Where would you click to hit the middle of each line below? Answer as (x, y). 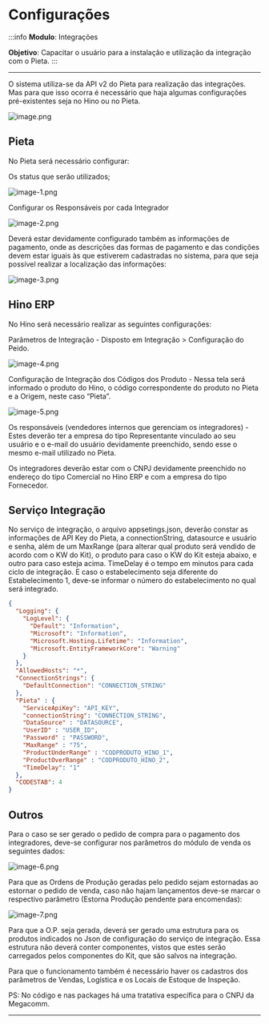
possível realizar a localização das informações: (87, 264)
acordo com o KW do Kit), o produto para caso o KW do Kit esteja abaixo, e (133, 555)
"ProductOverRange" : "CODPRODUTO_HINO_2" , (96, 760)
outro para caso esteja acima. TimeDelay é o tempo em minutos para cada (131, 564)
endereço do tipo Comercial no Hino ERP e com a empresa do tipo (118, 476)
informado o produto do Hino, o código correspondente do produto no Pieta (133, 388)
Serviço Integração (57, 510)
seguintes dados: (37, 851)
